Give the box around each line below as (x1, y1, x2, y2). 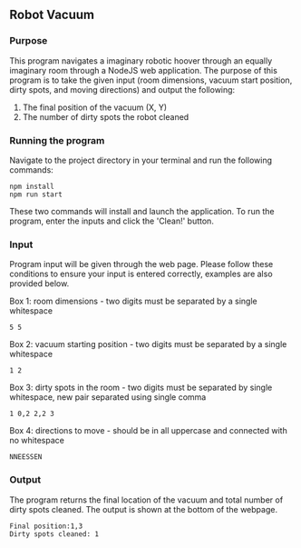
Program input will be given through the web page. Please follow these (9, 259, 274, 270)
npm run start (9, 190, 63, 199)
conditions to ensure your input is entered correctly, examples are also (9, 268, 274, 280)
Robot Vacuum (9, 7, 95, 23)
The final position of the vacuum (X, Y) (22, 102, 168, 113)
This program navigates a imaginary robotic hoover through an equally (9, 55, 273, 66)
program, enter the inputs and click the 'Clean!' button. (9, 215, 215, 226)
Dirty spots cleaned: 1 (9, 529, 100, 539)
